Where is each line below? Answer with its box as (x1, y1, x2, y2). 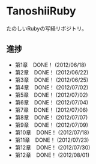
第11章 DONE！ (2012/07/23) (14, 136, 89, 144)
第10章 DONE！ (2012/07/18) (14, 129, 89, 136)
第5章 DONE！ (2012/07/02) (14, 91, 88, 99)
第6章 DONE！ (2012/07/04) (14, 99, 89, 106)
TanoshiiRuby (6, 4, 76, 18)
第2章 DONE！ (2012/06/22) (14, 68, 89, 76)
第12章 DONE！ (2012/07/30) (14, 144, 91, 151)
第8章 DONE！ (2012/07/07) (14, 114, 88, 121)
